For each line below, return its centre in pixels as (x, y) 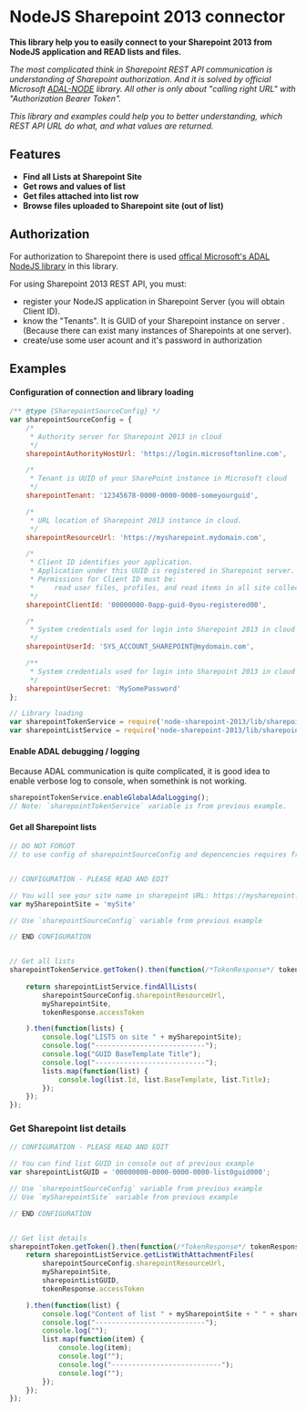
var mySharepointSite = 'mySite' (73, 904)
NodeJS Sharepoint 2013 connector (147, 17)
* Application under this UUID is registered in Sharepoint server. (163, 571)
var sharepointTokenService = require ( (85, 722)
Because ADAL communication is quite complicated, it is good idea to (140, 772)
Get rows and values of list (74, 186)
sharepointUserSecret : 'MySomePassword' (103, 689)
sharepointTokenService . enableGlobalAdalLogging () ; (109, 798)
